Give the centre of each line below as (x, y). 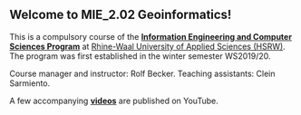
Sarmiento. (30, 83)
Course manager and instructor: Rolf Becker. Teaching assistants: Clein (142, 73)
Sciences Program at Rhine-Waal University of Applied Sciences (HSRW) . (147, 46)
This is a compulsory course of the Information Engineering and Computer (151, 36)
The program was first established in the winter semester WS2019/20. (140, 56)
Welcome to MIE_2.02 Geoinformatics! (121, 15)
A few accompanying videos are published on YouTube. (114, 101)
